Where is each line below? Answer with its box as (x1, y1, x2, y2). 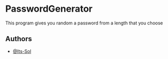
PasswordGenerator (5, 3, 93, 15)
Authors (5, 35, 32, 43)
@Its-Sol (12, 48, 32, 54)
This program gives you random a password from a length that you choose (5, 20, 163, 26)
